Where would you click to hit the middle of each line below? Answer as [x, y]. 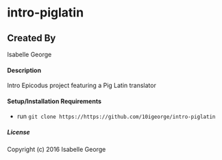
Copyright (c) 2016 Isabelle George [57, 150]
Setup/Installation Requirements [54, 101]
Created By [32, 38]
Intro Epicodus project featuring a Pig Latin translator [82, 85]
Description [24, 70]
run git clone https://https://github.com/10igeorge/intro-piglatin [116, 116]
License [19, 132]
